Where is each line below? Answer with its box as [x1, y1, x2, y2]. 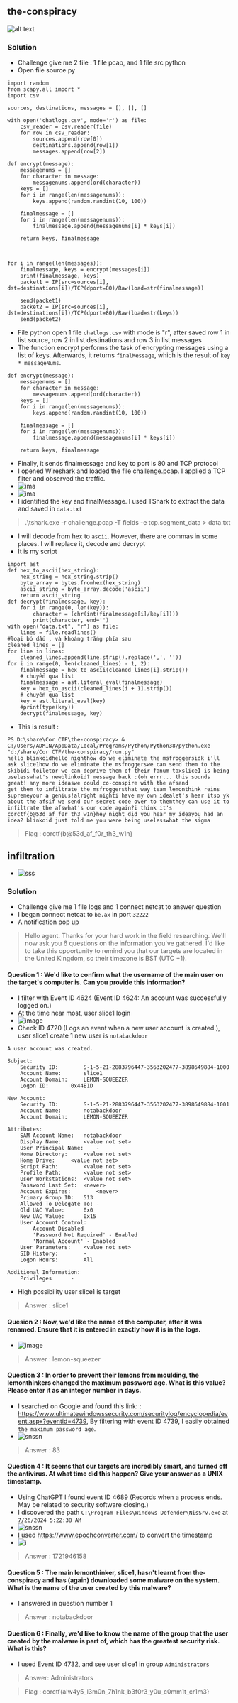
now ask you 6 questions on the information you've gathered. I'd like [24, 939, 225, 947]
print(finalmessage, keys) [20, 273, 100, 280]
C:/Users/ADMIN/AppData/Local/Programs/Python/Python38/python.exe [7, 742, 211, 750]
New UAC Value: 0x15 [20, 1213, 97, 1220]
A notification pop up [17, 918, 79, 926]
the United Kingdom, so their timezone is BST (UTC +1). [24, 954, 188, 963]
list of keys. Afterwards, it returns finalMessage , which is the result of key [17, 351, 231, 359]
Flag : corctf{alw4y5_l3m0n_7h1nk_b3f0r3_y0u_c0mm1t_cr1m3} [24, 1687, 210, 1696]
